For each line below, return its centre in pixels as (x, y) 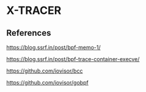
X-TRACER (34, 11)
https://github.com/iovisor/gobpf (47, 83)
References (29, 33)
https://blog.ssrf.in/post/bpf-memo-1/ (53, 47)
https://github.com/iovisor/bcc (45, 71)
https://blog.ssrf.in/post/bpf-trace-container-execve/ (73, 59)
